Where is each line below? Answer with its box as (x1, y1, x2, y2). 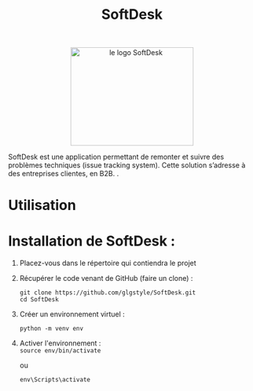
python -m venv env (19, 325, 84, 333)
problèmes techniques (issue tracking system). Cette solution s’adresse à (8, 160, 246, 170)
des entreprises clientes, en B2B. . (8, 168, 119, 178)
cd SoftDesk (19, 296, 59, 304)
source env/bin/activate (19, 347, 101, 355)
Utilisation (8, 197, 76, 214)
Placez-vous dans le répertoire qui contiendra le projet (19, 258, 196, 268)
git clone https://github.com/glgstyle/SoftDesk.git (19, 289, 196, 297)
